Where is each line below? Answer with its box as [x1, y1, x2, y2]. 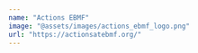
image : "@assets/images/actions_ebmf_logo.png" [8, 22, 191, 31]
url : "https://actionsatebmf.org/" [8, 30, 142, 39]
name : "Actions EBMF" [8, 13, 90, 22]
